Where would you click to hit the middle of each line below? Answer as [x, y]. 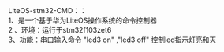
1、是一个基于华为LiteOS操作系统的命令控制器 [83, 20]
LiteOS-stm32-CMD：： [47, 10]
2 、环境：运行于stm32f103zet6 [60, 30]
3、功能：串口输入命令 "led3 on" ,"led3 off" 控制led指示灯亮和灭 [112, 40]
